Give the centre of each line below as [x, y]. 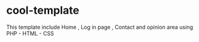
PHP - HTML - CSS [30, 33]
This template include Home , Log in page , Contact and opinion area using [100, 27]
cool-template [43, 10]
